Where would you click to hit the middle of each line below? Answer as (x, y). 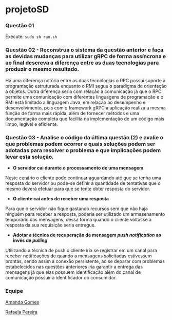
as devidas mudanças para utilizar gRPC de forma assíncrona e (85, 57)
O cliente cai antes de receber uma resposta (61, 199)
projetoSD (27, 10)
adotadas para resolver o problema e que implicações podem (83, 150)
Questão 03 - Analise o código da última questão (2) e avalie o (84, 137)
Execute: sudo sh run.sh (31, 36)
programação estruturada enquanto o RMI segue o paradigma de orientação (86, 86)
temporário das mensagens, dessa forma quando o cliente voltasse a (79, 220)
